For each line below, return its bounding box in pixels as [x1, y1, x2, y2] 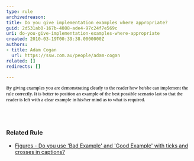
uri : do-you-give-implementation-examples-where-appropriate [6, 31, 160, 37]
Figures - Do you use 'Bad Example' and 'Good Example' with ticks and [14, 142, 188, 149]
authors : [6, 42, 28, 48]
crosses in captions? [14, 148, 65, 155]
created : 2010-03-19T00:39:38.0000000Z [6, 36, 105, 42]
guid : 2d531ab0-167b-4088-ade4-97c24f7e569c [6, 25, 118, 31]
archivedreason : [6, 14, 46, 20]
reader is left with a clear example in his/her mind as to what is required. [6, 97, 145, 103]
